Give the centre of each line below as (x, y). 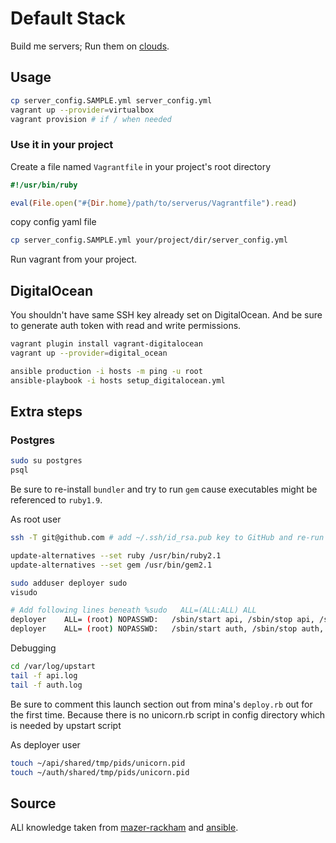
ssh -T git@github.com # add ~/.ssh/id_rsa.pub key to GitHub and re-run (167, 538)
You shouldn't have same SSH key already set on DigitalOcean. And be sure (166, 315)
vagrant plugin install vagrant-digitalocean (106, 344)
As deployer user (45, 744)
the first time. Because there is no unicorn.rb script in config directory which (168, 714)
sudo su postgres (46, 461)
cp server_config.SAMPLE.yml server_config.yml (111, 100)
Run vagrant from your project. (74, 259)
